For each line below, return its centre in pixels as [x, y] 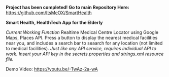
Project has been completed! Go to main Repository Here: [67, 7]
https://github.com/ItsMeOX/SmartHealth [49, 13]
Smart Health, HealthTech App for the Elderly [54, 23]
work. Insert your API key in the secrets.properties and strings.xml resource [85, 54]
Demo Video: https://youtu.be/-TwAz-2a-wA [52, 69]
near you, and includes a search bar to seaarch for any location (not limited [84, 43]
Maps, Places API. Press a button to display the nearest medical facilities [82, 38]
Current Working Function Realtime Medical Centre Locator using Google [82, 32]
